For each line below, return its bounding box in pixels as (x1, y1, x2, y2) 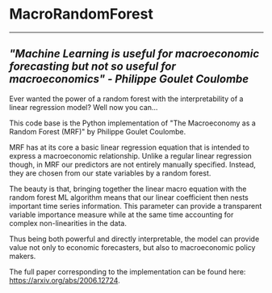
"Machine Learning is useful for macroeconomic (9, 47, 260, 61)
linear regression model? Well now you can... (9, 102, 158, 112)
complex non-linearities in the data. (9, 218, 128, 227)
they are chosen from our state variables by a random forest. (9, 168, 211, 178)
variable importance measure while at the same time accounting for (9, 210, 234, 219)
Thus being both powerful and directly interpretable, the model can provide (9, 234, 260, 244)
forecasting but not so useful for (9, 60, 176, 74)
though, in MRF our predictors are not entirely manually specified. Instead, (9, 159, 257, 169)
